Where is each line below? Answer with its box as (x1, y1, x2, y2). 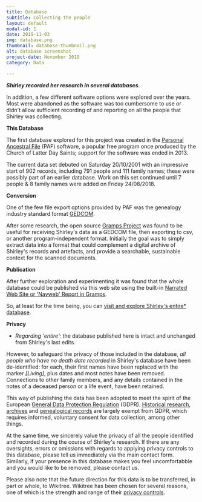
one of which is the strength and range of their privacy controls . (6, 489, 166, 496)
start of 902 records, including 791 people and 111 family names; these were (6, 167, 195, 175)
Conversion (6, 192, 36, 199)
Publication (6, 266, 36, 273)
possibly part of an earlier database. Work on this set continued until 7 (6, 173, 181, 181)
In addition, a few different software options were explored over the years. (6, 93, 191, 101)
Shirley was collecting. (6, 113, 63, 120)
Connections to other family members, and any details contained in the (6, 376, 183, 383)
